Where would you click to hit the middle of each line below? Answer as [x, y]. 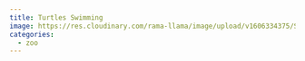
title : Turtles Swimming [56, 17]
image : [22, 26]
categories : [32, 34]
